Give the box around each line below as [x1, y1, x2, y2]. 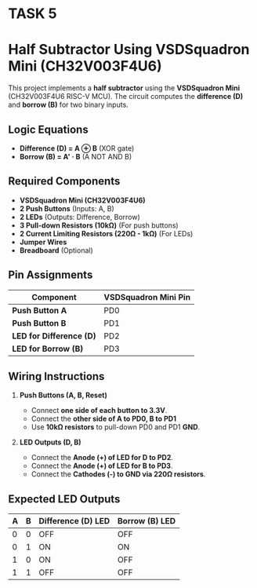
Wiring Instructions [8, 370, 105, 383]
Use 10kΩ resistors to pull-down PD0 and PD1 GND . [31, 422, 201, 432]
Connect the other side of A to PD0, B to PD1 [31, 414, 176, 424]
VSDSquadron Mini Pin [103, 291, 190, 302]
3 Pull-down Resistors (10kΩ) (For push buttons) [19, 221, 179, 230]
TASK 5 [8, 5, 57, 23]
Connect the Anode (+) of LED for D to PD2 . [31, 453, 174, 462]
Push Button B [12, 317, 67, 328]
